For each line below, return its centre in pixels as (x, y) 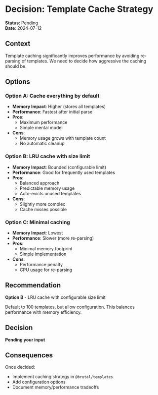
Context (18, 44)
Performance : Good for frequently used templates (63, 172)
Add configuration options (39, 382)
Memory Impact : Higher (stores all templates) (59, 107)
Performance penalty (41, 265)
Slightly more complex (42, 204)
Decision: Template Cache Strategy (79, 9)
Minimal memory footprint (46, 249)
